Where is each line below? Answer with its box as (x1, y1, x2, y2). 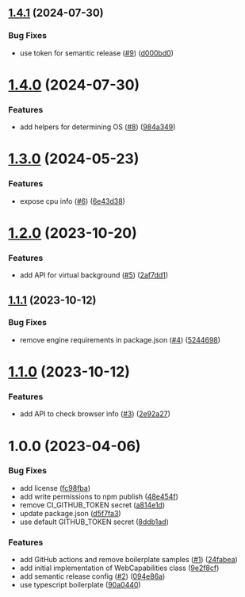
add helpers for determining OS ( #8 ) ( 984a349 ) (19, 122, 176, 132)
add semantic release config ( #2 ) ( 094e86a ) (19, 572, 166, 581)
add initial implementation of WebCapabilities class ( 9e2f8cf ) (19, 563, 220, 573)
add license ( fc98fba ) (19, 483, 91, 492)
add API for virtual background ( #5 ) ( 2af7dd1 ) (19, 270, 169, 280)
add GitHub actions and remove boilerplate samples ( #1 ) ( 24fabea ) (19, 555, 238, 564)
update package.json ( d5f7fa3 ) (19, 508, 121, 518)
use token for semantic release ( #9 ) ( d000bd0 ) (19, 48, 174, 58)
